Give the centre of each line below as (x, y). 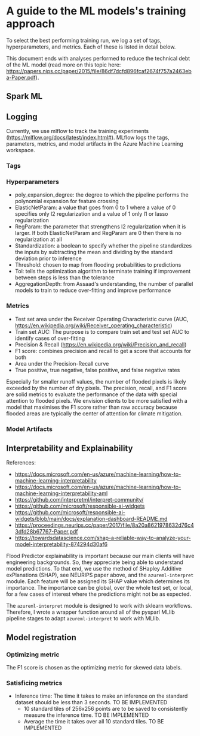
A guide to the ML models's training (96, 11)
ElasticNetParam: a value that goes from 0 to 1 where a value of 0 (95, 207)
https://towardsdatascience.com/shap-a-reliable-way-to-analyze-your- (103, 538)
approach (30, 24)
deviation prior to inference (48, 258)
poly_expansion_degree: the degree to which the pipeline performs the (102, 195)
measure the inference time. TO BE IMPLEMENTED (86, 715)
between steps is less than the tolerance (64, 277)
